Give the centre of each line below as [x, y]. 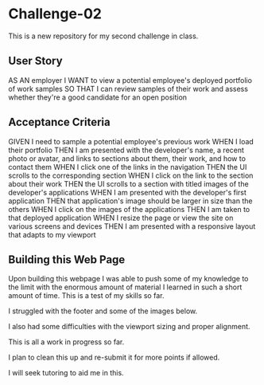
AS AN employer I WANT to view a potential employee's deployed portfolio [130, 80]
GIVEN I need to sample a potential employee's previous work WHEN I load [131, 141]
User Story [35, 61]
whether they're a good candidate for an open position [98, 97]
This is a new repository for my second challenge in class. [103, 36]
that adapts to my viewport [52, 234]
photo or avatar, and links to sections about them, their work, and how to [127, 158]
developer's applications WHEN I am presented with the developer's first [127, 192]
